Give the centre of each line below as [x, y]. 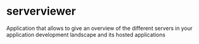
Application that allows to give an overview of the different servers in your [99, 28]
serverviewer [41, 11]
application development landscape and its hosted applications [86, 34]
